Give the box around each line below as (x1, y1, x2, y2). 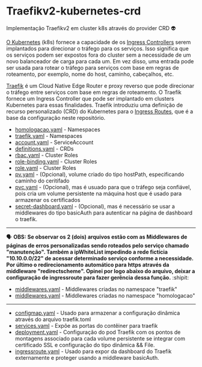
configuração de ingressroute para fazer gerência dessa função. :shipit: (6, 274, 189, 281)
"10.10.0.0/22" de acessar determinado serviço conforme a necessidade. (6, 254, 194, 262)
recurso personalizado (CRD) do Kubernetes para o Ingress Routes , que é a (6, 107, 194, 115)
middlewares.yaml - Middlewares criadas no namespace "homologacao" (14, 292, 195, 299)
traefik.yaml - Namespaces (14, 132, 82, 139)
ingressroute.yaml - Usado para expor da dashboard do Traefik (14, 348, 172, 355)
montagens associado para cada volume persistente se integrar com (14, 334, 185, 342)
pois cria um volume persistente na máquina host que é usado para (14, 190, 182, 197)
